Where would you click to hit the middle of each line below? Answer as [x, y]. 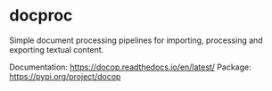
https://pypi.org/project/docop [65, 76]
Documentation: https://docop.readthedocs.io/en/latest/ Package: [130, 67]
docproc [41, 16]
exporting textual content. [57, 49]
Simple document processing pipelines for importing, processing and [136, 40]
